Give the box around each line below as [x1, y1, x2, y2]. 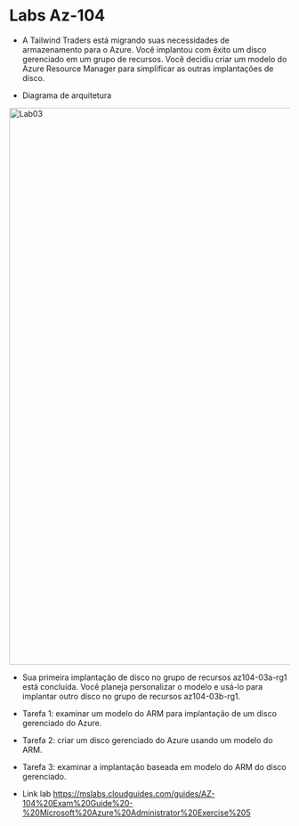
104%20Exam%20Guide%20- [21, 797, 133, 808]
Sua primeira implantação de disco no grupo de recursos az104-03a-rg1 [21, 672, 287, 683]
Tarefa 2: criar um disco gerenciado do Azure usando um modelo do [21, 734, 273, 745]
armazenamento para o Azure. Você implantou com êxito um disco [21, 44, 267, 54]
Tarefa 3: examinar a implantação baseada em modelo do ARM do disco [21, 761, 287, 772]
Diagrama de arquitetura [21, 90, 112, 101]
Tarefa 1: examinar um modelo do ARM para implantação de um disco [21, 707, 278, 718]
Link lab [21, 788, 52, 798]
